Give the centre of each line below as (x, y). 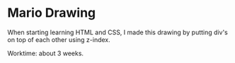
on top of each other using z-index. (59, 39)
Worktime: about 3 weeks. (45, 53)
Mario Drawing (52, 13)
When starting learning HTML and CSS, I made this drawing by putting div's (117, 32)
